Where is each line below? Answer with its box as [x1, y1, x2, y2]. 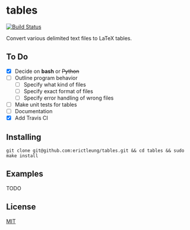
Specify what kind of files [23, 81, 86, 88]
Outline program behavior [14, 74, 78, 81]
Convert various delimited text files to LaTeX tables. [6, 34, 132, 41]
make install [6, 153, 39, 159]
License [6, 202, 36, 212]
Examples [6, 169, 43, 179]
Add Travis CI [14, 114, 49, 122]
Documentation [14, 108, 53, 115]
